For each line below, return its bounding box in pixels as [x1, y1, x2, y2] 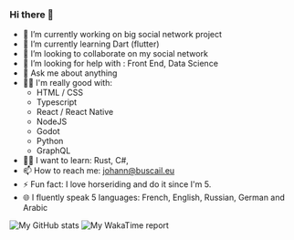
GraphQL [36, 145, 71, 156]
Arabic [22, 203, 48, 214]
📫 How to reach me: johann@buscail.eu [22, 165, 175, 176]
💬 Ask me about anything [22, 68, 118, 78]
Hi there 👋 [9, 8, 55, 21]
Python [36, 136, 64, 147]
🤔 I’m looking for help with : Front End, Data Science [22, 58, 219, 69]
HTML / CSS [36, 87, 84, 99]
